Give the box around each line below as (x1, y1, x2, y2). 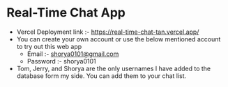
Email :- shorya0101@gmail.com (26, 50, 119, 58)
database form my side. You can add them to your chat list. (16, 71, 187, 80)
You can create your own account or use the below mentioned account (16, 35, 221, 43)
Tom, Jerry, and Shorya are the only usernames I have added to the (16, 64, 211, 72)
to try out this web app (16, 42, 82, 50)
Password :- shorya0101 (26, 57, 96, 65)
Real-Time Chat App (6, 5, 126, 21)
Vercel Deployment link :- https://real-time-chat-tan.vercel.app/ (16, 28, 199, 36)
